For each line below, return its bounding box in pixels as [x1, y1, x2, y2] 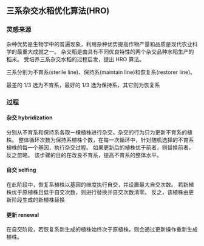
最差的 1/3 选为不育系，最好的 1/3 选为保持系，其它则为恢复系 [6, 81, 160, 88]
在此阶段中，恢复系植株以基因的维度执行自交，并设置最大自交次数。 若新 [6, 181, 189, 188]
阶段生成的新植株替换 [11, 196, 65, 204]
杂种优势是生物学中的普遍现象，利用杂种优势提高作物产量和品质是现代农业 [6, 40, 192, 47]
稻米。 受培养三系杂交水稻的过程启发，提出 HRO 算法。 [6, 55, 144, 62]
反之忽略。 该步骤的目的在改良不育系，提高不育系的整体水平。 [6, 151, 162, 159]
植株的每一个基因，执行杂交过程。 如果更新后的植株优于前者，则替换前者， [6, 144, 194, 151]
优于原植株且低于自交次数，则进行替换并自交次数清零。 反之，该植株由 [11, 188, 189, 196]
